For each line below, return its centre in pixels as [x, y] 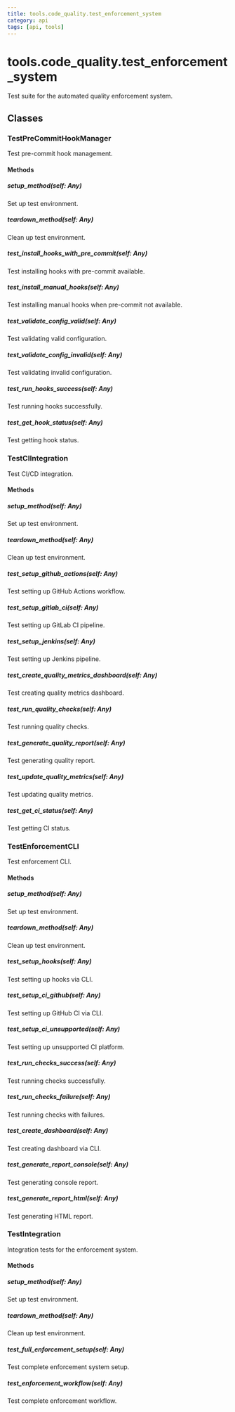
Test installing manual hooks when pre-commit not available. [95, 305]
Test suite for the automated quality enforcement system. [90, 96]
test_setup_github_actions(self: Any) [62, 573]
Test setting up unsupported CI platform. [66, 1047]
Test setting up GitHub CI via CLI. [55, 1013]
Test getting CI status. [39, 828]
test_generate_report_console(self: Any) [68, 1164]
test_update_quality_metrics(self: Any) [66, 776]
